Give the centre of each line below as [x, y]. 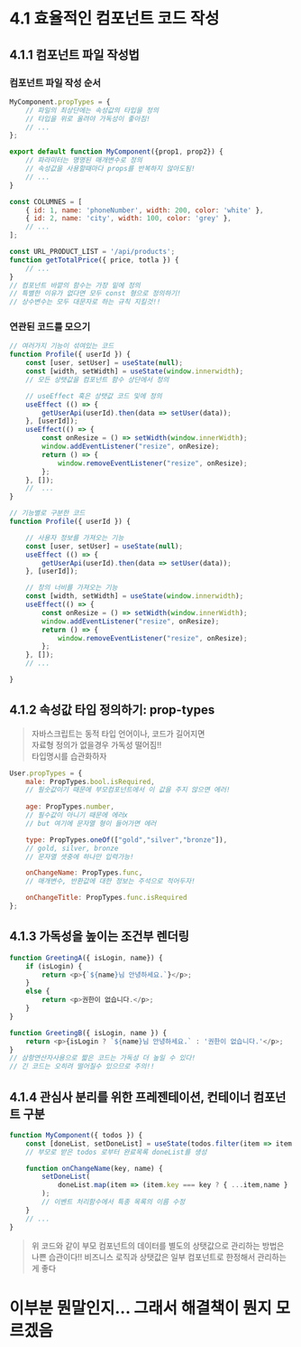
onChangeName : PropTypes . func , [84, 873]
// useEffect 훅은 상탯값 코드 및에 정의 [94, 396]
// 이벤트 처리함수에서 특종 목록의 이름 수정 [114, 1202]
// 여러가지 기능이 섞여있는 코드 [62, 346]
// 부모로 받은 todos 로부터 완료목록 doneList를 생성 [116, 1152]
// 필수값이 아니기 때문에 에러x [77, 815]
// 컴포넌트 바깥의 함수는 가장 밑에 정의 [75, 285]
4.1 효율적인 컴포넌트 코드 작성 [114, 19]
